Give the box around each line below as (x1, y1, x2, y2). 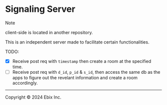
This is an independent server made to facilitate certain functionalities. (5, 39, 150, 45)
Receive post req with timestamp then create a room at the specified (12, 58, 152, 64)
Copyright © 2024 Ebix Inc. (5, 94, 62, 100)
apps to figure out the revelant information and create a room (12, 75, 138, 81)
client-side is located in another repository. (5, 29, 93, 35)
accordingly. (12, 80, 38, 86)
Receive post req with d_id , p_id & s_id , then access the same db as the (12, 69, 161, 75)
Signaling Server (5, 3, 76, 15)
